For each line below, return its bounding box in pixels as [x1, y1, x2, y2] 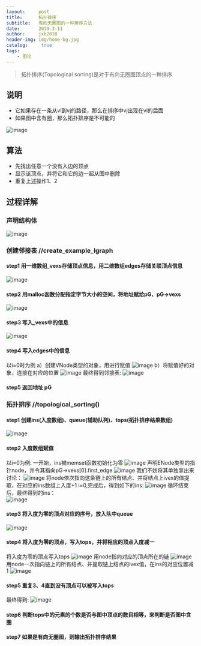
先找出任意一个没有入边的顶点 [14, 163, 89, 170]
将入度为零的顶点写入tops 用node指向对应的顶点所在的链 [6, 553, 170, 560]
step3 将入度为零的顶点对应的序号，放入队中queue [6, 510, 133, 518]
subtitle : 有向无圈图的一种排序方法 [6, 20, 92, 26]
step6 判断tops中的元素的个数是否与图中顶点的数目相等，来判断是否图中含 [6, 611, 191, 618]
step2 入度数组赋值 [6, 444, 54, 451]
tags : [6, 48, 20, 54]
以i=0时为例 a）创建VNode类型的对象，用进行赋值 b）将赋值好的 [6, 361, 190, 369]
